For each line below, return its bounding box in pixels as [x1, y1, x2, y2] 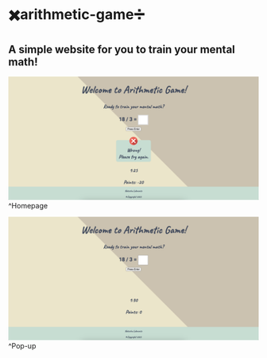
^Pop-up [8, 341, 37, 351]
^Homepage [8, 201, 48, 211]
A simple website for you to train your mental [8, 42, 236, 56]
